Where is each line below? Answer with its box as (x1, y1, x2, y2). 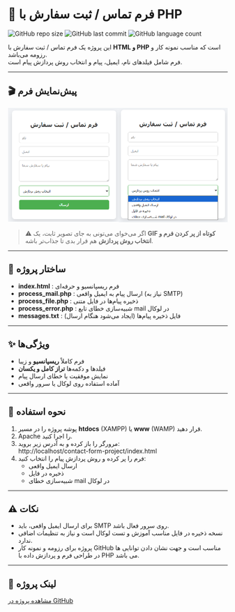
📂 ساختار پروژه (8, 263, 66, 275)
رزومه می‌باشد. (8, 50, 47, 59)
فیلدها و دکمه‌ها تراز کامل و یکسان (17, 364, 106, 373)
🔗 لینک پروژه (8, 578, 56, 590)
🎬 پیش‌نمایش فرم (8, 85, 77, 97)
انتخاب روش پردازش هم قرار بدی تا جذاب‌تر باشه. (24, 237, 154, 245)
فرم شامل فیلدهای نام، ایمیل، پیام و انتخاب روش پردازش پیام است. (8, 57, 183, 66)
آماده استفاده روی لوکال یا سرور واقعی (17, 379, 120, 387)
